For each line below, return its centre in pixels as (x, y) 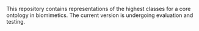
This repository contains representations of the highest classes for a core (99, 9)
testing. (16, 22)
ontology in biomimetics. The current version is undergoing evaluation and (100, 15)
